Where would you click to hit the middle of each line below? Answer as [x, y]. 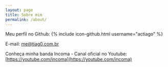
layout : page [19, 10]
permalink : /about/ [26, 19]
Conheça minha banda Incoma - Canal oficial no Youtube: [66, 54]
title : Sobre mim [24, 15]
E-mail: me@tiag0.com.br [32, 44]
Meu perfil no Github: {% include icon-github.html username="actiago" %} [84, 34]
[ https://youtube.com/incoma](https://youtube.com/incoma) [69, 59]
